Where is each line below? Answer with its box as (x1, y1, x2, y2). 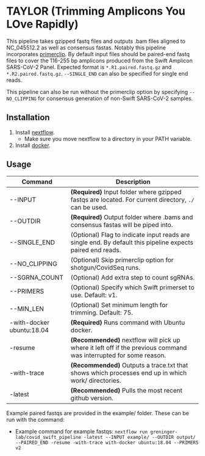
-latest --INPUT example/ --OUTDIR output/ (83, 434, 196, 440)
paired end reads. (70, 245, 121, 254)
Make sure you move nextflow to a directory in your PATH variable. (24, 135, 192, 142)
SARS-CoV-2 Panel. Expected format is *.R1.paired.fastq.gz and (6, 63, 172, 71)
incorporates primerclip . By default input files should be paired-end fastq (6, 50, 190, 57)
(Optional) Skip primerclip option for (70, 255, 174, 264)
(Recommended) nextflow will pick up (70, 336, 181, 344)
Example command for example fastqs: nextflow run (15, 427, 148, 435)
